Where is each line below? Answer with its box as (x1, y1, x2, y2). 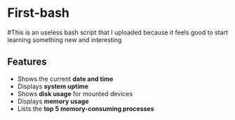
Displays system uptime (17, 82, 89, 91)
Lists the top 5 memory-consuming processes (17, 104, 154, 113)
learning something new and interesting (7, 35, 122, 44)
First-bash (7, 5, 70, 21)
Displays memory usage (17, 97, 89, 105)
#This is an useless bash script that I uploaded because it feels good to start (7, 28, 228, 36)
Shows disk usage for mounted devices (17, 89, 133, 98)
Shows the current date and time (17, 74, 114, 83)
